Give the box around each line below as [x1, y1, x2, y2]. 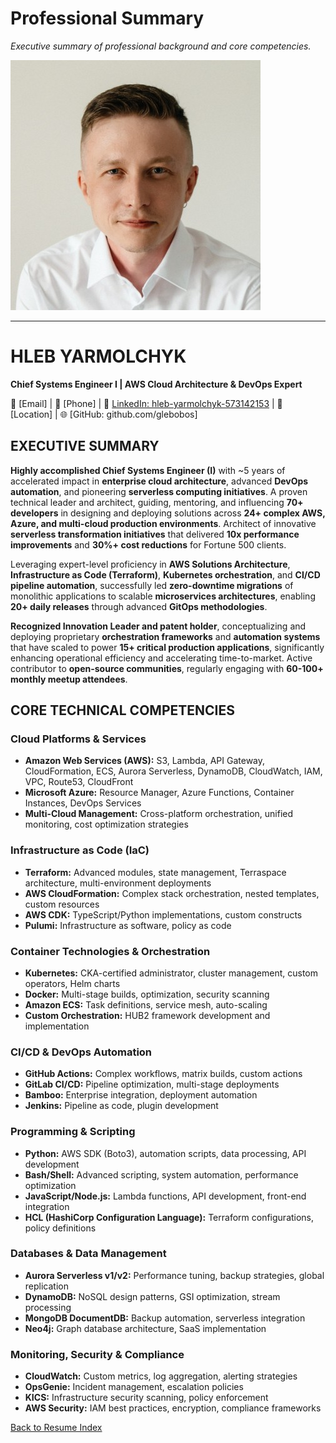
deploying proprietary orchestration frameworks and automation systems [10, 630, 321, 642]
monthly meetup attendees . [10, 673, 128, 685]
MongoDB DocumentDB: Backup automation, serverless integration [24, 1312, 306, 1324]
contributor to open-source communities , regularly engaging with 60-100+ [10, 662, 324, 674]
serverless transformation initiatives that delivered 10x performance [10, 528, 300, 540]
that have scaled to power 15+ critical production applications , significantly [10, 641, 325, 653]
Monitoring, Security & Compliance [10, 1347, 185, 1361]
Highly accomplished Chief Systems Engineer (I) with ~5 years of [10, 464, 286, 476]
